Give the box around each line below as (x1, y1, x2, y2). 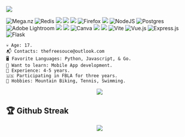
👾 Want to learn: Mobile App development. (6, 62, 113, 68)
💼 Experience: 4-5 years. (6, 68, 70, 74)
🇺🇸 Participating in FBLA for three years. (6, 73, 118, 79)
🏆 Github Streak (6, 106, 69, 116)
